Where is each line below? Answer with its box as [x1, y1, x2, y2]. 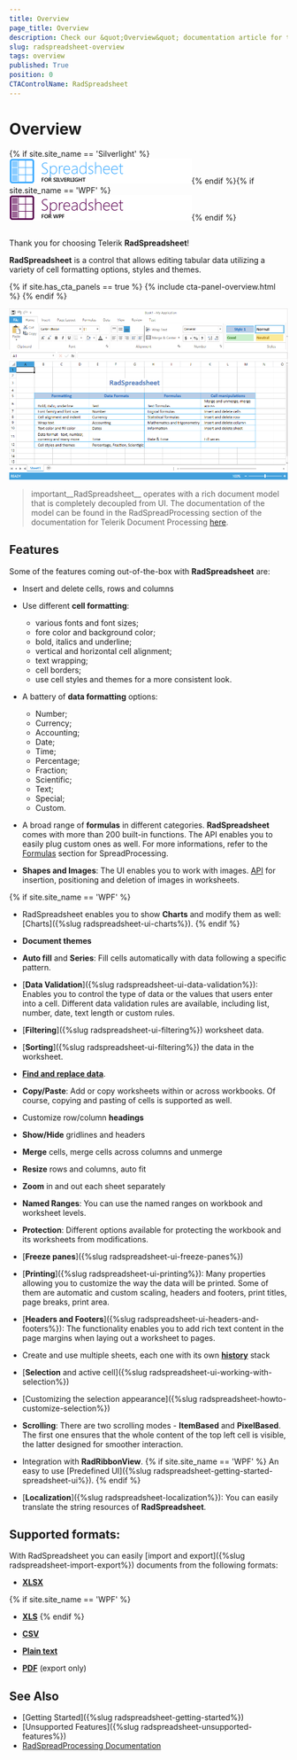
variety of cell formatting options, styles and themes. [9, 264, 202, 275]
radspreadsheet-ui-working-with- [148, 1367, 272, 1377]
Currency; [34, 718, 72, 728]
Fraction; [34, 765, 68, 775]
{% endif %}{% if [191, 175, 255, 186]
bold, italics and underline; [34, 636, 133, 647]
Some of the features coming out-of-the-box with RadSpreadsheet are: [9, 565, 271, 576]
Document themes [21, 935, 92, 946]
